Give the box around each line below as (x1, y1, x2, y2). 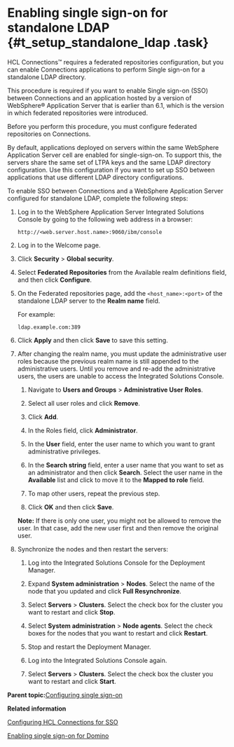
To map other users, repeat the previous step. (27, 489, 160, 498)
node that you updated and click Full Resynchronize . (27, 587, 182, 595)
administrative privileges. (27, 447, 101, 455)
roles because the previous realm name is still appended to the (17, 357, 199, 365)
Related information (7, 704, 67, 713)
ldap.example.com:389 (17, 324, 81, 331)
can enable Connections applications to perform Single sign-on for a (7, 65, 205, 74)
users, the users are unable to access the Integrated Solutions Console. (17, 371, 224, 380)
